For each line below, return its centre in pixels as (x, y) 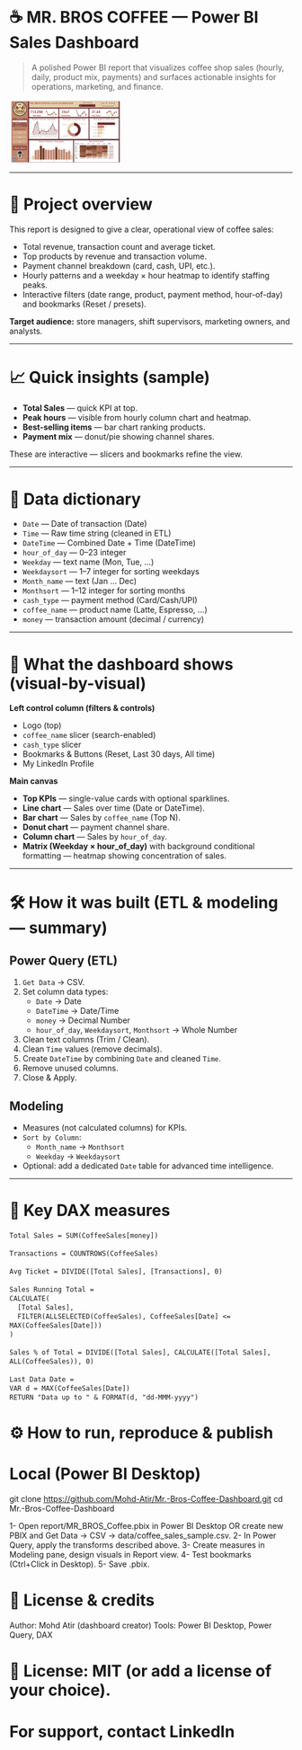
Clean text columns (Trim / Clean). (86, 1040)
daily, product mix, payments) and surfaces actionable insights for (154, 76)
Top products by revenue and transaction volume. (115, 256)
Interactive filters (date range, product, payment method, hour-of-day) (152, 294)
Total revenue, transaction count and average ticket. (119, 246)
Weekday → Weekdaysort (78, 1157)
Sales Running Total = (52, 1290)
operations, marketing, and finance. (97, 86)
